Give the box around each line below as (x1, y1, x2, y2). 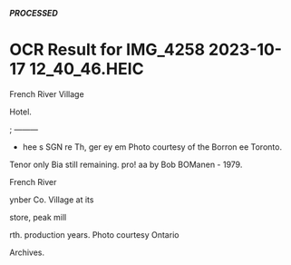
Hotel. (9, 106, 32, 117)
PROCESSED (9, 8, 58, 18)
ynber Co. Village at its (9, 194, 94, 205)
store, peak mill (9, 211, 67, 222)
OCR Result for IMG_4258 (9, 40, 206, 60)
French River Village (9, 88, 84, 99)
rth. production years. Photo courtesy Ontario (9, 229, 179, 240)
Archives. (9, 247, 45, 258)
